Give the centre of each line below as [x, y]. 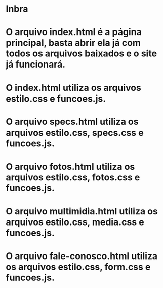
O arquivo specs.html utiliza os [72, 122]
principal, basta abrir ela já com [73, 43]
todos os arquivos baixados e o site [81, 54]
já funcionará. [36, 65]
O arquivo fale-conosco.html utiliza [82, 256]
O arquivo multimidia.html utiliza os [82, 212]
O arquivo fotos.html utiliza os [70, 166]
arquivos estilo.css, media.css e [75, 222]
